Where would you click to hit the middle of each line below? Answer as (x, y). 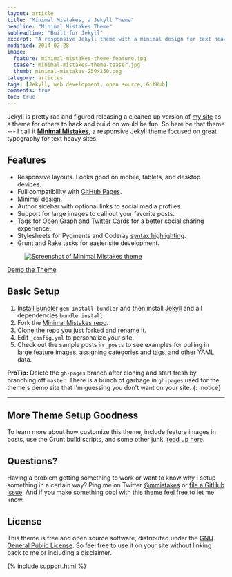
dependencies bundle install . (61, 315)
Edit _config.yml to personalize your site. (76, 337)
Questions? (32, 461)
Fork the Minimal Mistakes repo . (63, 322)
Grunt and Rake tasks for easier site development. (88, 243)
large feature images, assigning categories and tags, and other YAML (116, 352)
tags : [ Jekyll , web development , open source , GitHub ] (88, 84)
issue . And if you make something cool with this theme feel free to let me (111, 492)
